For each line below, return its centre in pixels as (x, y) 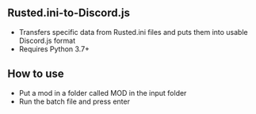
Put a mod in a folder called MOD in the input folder (103, 93)
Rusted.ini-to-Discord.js (69, 13)
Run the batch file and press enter (74, 101)
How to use (36, 74)
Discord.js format (47, 40)
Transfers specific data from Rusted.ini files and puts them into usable (133, 32)
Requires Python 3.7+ (54, 49)
